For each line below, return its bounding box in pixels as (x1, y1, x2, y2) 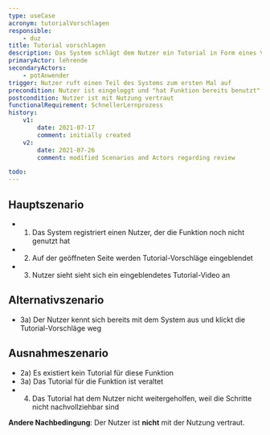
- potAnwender (22, 71, 70, 79)
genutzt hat (31, 236, 71, 246)
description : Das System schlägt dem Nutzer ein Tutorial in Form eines (8, 49, 257, 57)
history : (8, 109, 38, 117)
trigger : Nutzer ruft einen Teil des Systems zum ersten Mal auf (8, 79, 231, 87)
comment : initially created (37, 131, 131, 139)
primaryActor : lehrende (8, 57, 88, 65)
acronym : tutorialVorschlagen (8, 19, 110, 27)
